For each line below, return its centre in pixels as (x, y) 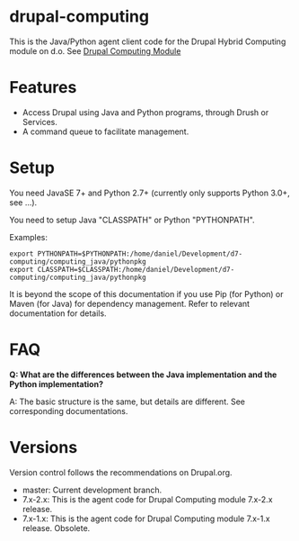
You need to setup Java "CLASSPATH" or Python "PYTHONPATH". (132, 220)
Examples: (28, 237)
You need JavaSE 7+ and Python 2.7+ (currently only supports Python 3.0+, (149, 193)
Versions (44, 447)
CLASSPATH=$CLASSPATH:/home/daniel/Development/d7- (136, 269)
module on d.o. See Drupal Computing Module (95, 50)
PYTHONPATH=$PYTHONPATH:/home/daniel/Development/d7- (140, 254)
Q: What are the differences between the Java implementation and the (143, 374)
